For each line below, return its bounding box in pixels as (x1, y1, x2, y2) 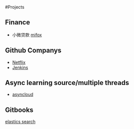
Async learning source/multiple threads (5, 79, 130, 87)
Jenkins (12, 64, 28, 70)
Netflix (12, 59, 26, 65)
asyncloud (12, 91, 33, 97)
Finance (5, 18, 30, 26)
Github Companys (5, 46, 62, 55)
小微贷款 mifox (12, 32, 42, 38)
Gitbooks (5, 106, 34, 114)
